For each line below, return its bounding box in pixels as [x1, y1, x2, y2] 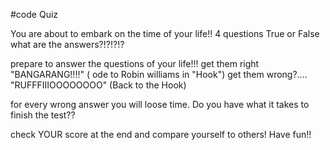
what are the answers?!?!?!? [10, 39, 125, 50]
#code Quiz [10, 9, 59, 20]
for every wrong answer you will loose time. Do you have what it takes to [10, 99, 310, 110]
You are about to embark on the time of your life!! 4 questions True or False [10, 28, 320, 39]
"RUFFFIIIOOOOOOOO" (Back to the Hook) [10, 79, 187, 91]
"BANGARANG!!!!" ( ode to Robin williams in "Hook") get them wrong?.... [10, 69, 308, 80]
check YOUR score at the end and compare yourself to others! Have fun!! [10, 129, 312, 140]
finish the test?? [10, 109, 76, 121]
